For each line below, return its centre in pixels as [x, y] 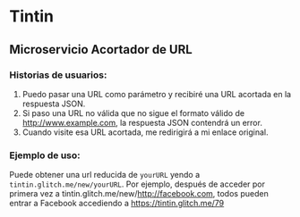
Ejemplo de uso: [45, 155]
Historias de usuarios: [58, 75]
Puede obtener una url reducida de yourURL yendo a [105, 175]
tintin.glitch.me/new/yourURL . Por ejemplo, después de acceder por [137, 184]
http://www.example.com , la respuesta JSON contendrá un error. [142, 122]
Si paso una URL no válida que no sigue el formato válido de [133, 113]
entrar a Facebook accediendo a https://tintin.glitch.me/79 [117, 204]
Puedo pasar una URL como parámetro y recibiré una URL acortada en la [157, 94]
